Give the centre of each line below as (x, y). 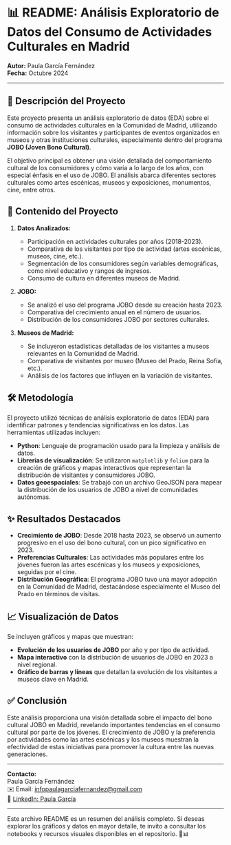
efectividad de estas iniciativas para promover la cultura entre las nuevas (111, 746)
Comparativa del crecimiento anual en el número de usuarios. (114, 312)
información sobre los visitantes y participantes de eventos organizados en (113, 132)
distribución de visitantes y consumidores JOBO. (86, 475)
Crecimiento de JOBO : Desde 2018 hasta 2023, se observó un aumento (119, 536)
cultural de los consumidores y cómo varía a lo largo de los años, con (106, 167)
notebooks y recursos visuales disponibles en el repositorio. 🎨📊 (98, 833)
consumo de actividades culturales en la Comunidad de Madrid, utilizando (112, 125)
